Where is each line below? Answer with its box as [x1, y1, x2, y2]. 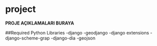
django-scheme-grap [5, 35, 50, 41]
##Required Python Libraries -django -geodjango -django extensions [5, 29, 149, 35]
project [5, 3, 36, 15]
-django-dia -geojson [50, 35, 96, 41]
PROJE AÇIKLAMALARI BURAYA [5, 20, 74, 26]
